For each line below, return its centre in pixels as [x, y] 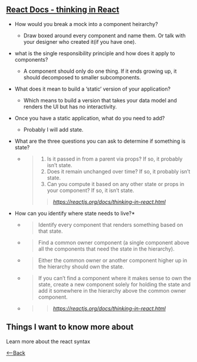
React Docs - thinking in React [63, 10]
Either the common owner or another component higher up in [113, 260]
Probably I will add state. [53, 129]
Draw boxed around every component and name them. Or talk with [104, 36]
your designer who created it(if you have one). [80, 41]
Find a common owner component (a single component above [114, 242]
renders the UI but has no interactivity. [70, 107]
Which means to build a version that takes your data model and [100, 100]
